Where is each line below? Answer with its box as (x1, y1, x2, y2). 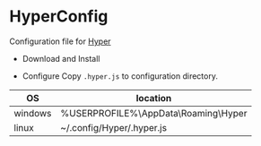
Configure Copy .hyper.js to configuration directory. (22, 70, 218, 82)
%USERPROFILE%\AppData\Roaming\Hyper (60, 107, 248, 119)
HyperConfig (9, 6, 109, 27)
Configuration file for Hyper (9, 36, 111, 47)
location (135, 91, 172, 104)
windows (13, 107, 52, 119)
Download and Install (22, 53, 100, 64)
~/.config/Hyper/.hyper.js (60, 121, 168, 133)
